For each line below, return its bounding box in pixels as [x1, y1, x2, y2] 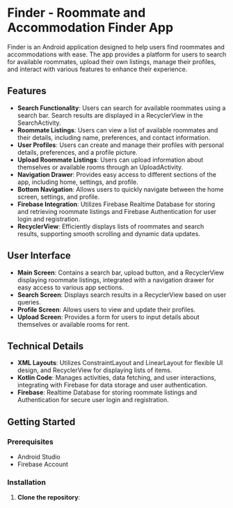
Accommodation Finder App [7, 20, 174, 36]
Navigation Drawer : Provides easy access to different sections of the [17, 170, 217, 178]
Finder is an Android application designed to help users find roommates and [7, 43, 225, 51]
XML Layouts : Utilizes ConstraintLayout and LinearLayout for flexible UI [17, 359, 223, 367]
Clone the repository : [17, 493, 81, 502]
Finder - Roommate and [7, 5, 146, 21]
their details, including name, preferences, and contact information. [17, 133, 211, 141]
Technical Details [7, 340, 84, 352]
